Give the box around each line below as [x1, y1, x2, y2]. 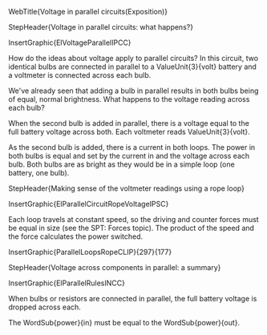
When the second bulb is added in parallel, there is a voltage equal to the [8, 119, 250, 127]
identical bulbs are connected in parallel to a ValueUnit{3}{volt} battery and [8, 62, 257, 71]
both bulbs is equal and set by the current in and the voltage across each [8, 151, 250, 160]
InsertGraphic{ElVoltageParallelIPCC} [8, 38, 131, 47]
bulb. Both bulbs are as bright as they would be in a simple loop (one [8, 159, 235, 169]
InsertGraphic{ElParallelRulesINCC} [8, 278, 126, 288]
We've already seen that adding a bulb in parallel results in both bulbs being [8, 86, 259, 95]
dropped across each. [8, 302, 82, 312]
